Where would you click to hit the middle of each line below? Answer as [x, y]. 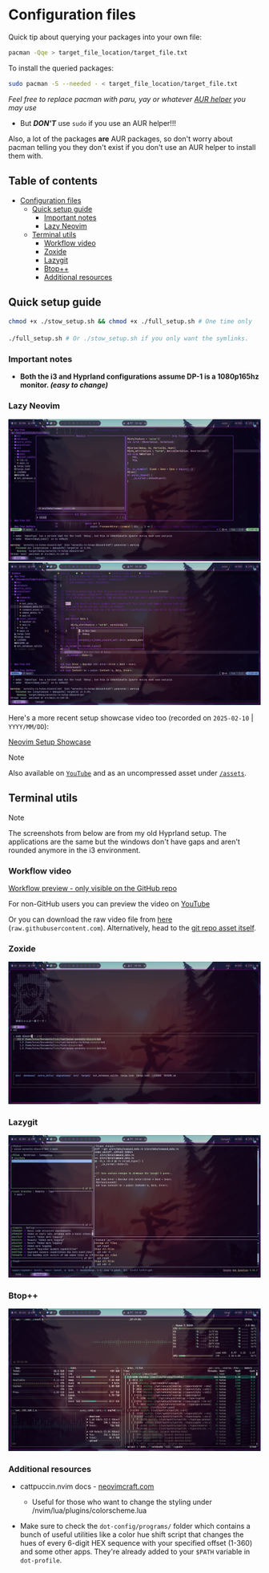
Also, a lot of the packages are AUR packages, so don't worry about [121, 139]
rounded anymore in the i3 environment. [74, 850]
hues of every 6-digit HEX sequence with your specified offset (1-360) [136, 1543]
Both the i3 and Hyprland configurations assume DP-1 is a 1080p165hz [139, 377]
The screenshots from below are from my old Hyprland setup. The [117, 833]
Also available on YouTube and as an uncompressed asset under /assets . [127, 773]
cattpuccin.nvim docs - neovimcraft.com [87, 1486]
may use [23, 107]
